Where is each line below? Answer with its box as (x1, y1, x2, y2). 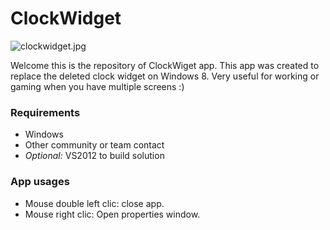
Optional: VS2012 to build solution (24, 150, 165, 162)
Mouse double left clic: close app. (24, 197, 165, 209)
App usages (10, 175, 70, 189)
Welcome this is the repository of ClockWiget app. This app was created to (10, 59, 320, 71)
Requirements (10, 105, 81, 119)
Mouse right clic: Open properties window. (24, 208, 201, 220)
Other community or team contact (24, 139, 165, 151)
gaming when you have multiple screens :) (10, 80, 185, 92)
